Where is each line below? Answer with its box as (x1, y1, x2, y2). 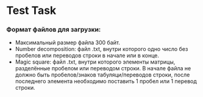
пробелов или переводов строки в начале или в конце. (15, 52, 160, 59)
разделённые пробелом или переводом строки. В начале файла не (15, 65, 191, 72)
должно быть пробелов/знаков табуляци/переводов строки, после (15, 71, 190, 79)
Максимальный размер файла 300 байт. (15, 39, 121, 46)
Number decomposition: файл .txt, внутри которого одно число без (15, 45, 188, 53)
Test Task (6, 4, 57, 18)
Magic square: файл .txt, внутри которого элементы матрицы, (15, 58, 176, 65)
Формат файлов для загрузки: (6, 25, 101, 34)
